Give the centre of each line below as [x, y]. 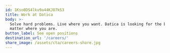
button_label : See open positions [42, 33]
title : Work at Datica [29, 15]
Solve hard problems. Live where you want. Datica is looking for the [86, 24]
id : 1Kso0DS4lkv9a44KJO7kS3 [35, 10]
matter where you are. [34, 29]
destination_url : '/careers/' [37, 38]
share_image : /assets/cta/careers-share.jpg [53, 43]
